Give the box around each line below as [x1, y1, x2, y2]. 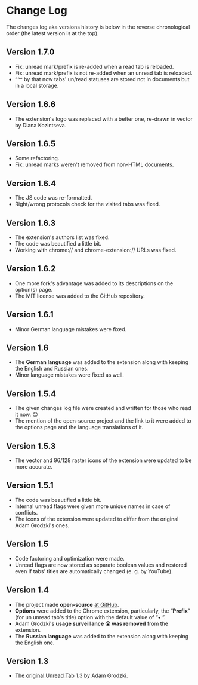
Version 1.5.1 [6, 481, 54, 491]
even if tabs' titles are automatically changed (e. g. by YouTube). [14, 567, 173, 574]
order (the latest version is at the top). [6, 29, 100, 36]
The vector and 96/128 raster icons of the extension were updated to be [14, 457, 192, 464]
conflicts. [14, 509, 38, 516]
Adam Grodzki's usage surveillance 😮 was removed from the [14, 620, 169, 627]
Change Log [6, 4, 67, 17]
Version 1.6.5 [6, 139, 56, 149]
